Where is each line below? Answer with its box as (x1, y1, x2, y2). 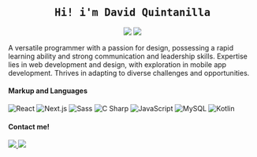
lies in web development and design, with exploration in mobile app (8, 59, 227, 69)
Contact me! (8, 121, 50, 131)
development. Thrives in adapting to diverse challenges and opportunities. (8, 68, 250, 77)
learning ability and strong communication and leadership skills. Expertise (8, 51, 248, 61)
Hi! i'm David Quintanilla (54, 6, 211, 19)
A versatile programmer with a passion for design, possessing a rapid (8, 43, 234, 52)
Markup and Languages (8, 86, 88, 95)
